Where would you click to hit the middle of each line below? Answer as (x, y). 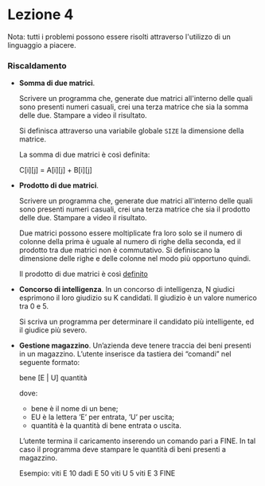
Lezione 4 (41, 15)
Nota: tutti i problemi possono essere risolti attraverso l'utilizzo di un (119, 37)
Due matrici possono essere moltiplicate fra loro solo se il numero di (131, 233)
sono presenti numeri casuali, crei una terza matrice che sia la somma (133, 107)
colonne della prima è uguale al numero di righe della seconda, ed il (130, 242)
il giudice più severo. (53, 330)
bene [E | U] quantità (53, 378)
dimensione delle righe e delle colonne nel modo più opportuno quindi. (135, 259)
